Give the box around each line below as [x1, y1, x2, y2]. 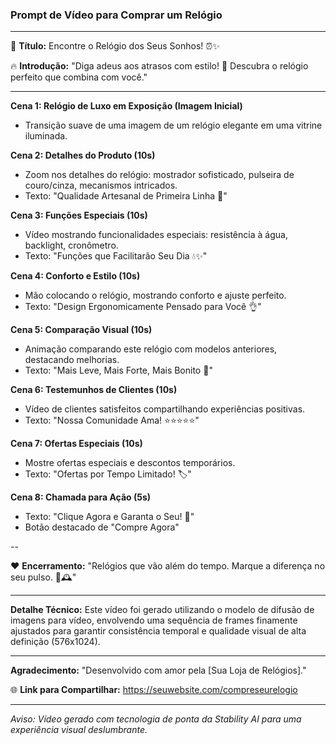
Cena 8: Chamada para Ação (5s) [10, 491, 152, 503]
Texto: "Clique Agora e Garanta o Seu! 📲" [24, 511, 195, 523]
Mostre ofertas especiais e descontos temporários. [24, 457, 236, 469]
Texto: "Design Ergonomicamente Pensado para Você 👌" [24, 301, 262, 313]
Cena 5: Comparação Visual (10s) [10, 324, 153, 336]
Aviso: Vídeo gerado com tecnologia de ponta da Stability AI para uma [10, 713, 302, 725]
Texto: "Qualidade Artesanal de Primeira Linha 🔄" [24, 190, 228, 202]
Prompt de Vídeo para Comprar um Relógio [10, 8, 223, 22]
